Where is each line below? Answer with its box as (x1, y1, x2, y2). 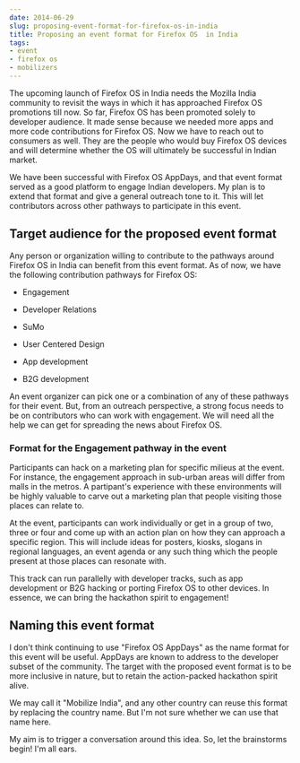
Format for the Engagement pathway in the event (9, 441, 227, 454)
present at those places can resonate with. (9, 555, 167, 566)
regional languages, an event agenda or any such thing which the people (9, 546, 278, 557)
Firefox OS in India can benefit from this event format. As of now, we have (9, 259, 282, 270)
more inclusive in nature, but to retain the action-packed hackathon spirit (9, 670, 279, 681)
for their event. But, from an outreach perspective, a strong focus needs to (9, 400, 284, 411)
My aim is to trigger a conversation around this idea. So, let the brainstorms (9, 733, 287, 744)
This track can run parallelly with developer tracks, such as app (9, 573, 244, 584)
